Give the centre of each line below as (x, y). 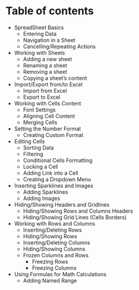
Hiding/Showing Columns (54, 249)
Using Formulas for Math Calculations (60, 274)
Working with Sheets (40, 52)
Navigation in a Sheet (49, 40)
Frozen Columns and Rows (56, 255)
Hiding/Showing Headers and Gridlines (62, 204)
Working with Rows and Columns (55, 223)
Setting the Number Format (48, 129)
